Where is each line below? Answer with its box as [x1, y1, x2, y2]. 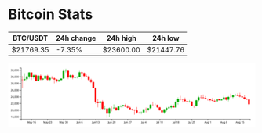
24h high [106, 34, 137, 43]
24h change [56, 34, 96, 43]
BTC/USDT [13, 34, 49, 43]
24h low [151, 34, 180, 43]
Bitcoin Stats [8, 5, 93, 23]
